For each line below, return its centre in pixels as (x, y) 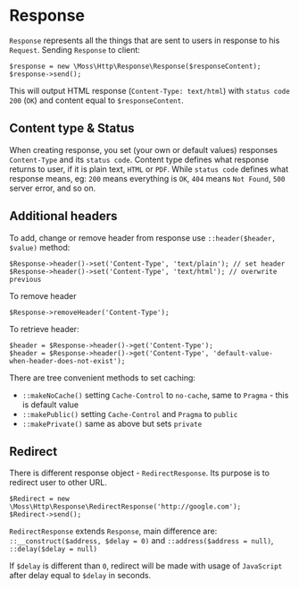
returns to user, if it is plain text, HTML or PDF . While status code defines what (149, 169)
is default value (50, 405)
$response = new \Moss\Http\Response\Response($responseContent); (135, 66)
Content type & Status (72, 128)
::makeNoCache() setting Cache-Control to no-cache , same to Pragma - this (155, 395)
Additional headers (63, 216)
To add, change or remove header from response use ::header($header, (143, 237)
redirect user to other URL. (58, 482)
